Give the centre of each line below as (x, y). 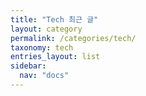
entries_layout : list (55, 57)
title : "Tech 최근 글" (54, 19)
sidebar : (28, 66)
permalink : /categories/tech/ (73, 38)
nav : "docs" (44, 76)
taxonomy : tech (42, 47)
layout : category (46, 29)
